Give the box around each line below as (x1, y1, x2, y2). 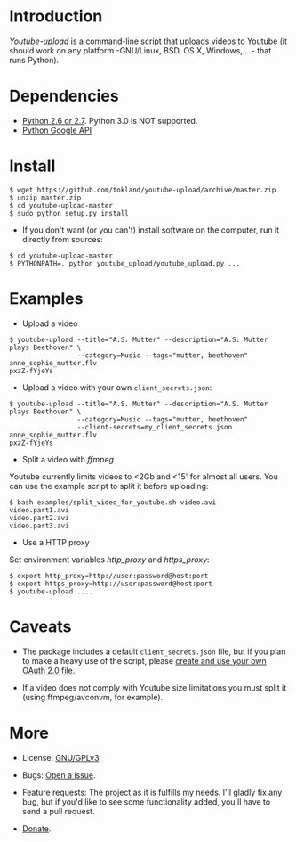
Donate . (21, 822, 52, 834)
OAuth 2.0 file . (21, 665, 76, 675)
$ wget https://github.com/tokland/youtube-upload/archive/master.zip (9, 185, 276, 194)
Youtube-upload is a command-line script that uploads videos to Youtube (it (9, 36, 287, 46)
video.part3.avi (9, 521, 69, 530)
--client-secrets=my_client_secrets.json (76, 422, 233, 431)
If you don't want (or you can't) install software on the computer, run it (21, 225, 280, 235)
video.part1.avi (9, 505, 69, 514)
